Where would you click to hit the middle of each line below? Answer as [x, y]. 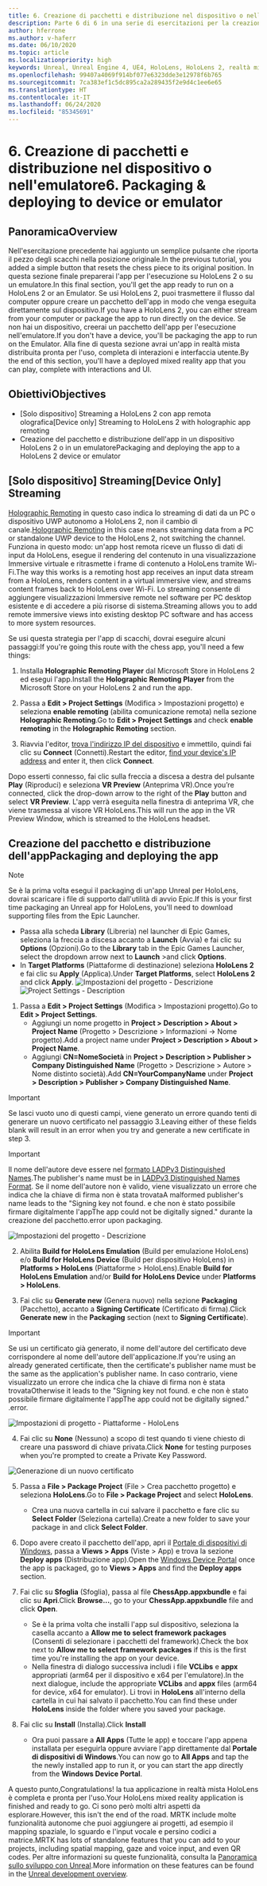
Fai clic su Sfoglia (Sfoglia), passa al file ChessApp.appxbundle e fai [133, 1592]
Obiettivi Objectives [57, 394]
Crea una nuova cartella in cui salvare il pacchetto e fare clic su [135, 1511]
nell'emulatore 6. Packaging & [107, 185]
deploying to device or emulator [116, 202]
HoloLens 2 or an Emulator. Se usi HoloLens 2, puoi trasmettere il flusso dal [132, 293]
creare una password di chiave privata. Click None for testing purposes [135, 1447]
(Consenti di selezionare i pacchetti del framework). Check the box [140, 1641]
